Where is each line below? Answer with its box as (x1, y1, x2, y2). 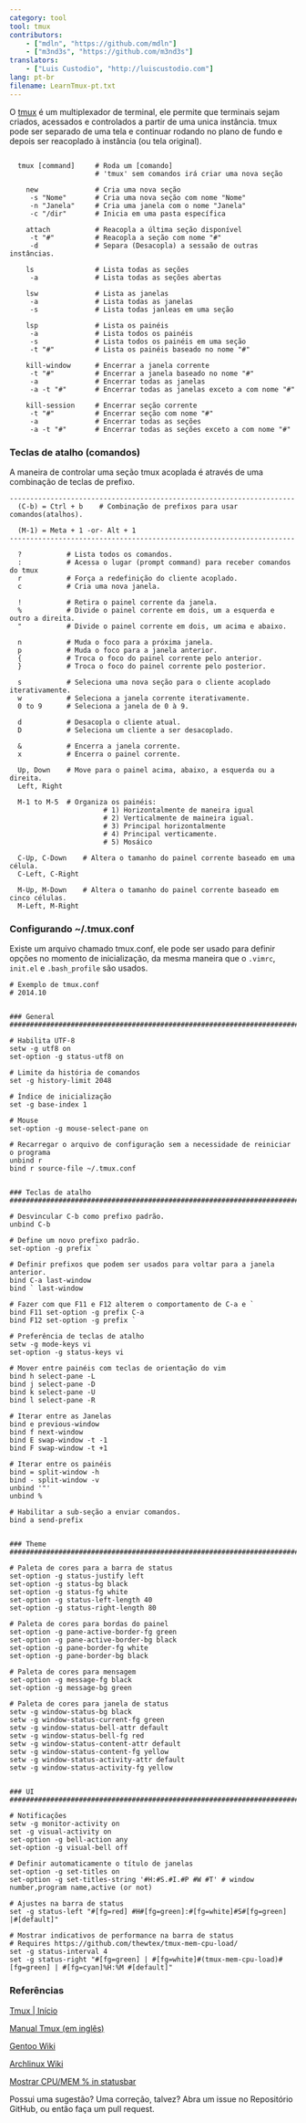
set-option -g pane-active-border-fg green (9, 1627, 178, 1637)
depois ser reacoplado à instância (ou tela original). (9, 135, 202, 146)
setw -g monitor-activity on (9, 1819, 120, 1829)
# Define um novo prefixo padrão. (9, 1236, 141, 1245)
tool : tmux (9, 22, 51, 31)
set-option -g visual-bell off (9, 1844, 128, 1853)
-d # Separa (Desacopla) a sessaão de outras (29, 241, 259, 250)
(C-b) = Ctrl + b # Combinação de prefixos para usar (17, 501, 239, 511)
